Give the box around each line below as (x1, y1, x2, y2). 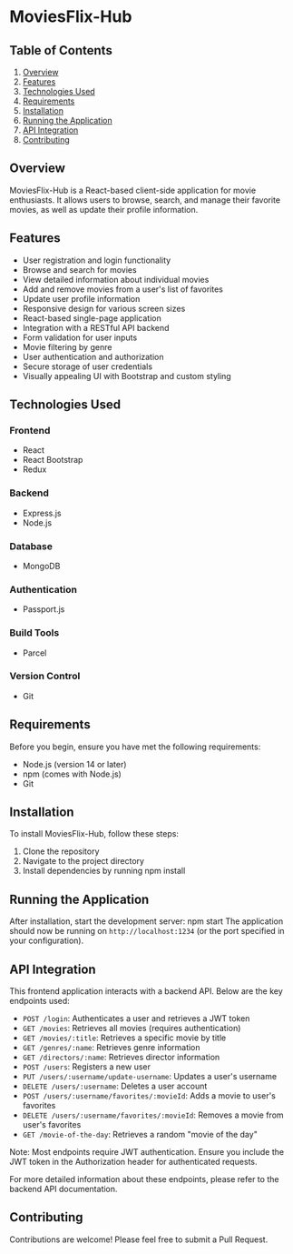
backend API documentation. (9, 1184, 118, 1195)
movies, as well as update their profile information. (9, 204, 199, 215)
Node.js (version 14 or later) (22, 758, 127, 769)
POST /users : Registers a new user (22, 1061, 151, 1072)
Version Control (9, 670, 81, 683)
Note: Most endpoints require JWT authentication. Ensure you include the (9, 1147, 284, 1158)
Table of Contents (9, 43, 113, 58)
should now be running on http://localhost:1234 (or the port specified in (9, 926, 285, 937)
